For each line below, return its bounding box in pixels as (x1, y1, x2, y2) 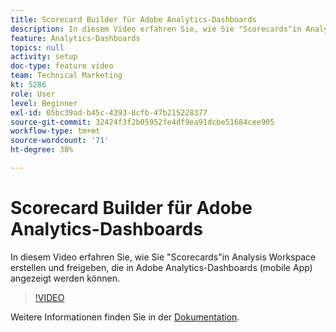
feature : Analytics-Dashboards (10, 33, 141, 43)
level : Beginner (10, 98, 78, 108)
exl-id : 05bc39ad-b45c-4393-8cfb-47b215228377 (10, 107, 208, 118)
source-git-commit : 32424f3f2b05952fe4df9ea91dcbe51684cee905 (10, 117, 275, 127)
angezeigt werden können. (10, 272, 120, 284)
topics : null (10, 42, 65, 53)
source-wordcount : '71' (10, 136, 110, 146)
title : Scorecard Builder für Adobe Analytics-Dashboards (10, 14, 257, 25)
